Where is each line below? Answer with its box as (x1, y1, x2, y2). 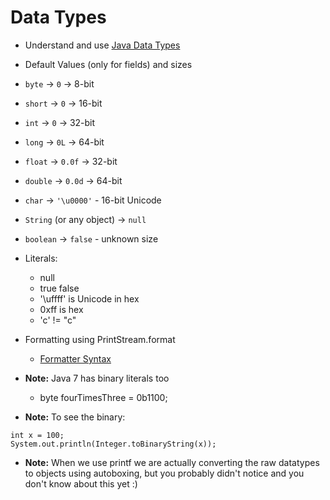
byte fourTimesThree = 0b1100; (39, 391, 168, 403)
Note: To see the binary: (24, 411, 126, 423)
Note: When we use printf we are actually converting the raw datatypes (24, 456, 320, 468)
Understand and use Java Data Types (24, 39, 181, 51)
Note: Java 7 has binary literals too (24, 372, 170, 384)
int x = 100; (10, 430, 65, 440)
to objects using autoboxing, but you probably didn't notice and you (24, 467, 305, 479)
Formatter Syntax (39, 352, 112, 365)
